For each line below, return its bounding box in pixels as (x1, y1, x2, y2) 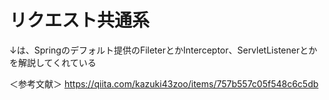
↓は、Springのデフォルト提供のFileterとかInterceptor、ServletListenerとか (9, 44, 318, 56)
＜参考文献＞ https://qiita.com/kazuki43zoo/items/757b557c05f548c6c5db (9, 77, 319, 90)
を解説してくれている (9, 56, 97, 68)
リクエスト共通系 (9, 9, 151, 32)
